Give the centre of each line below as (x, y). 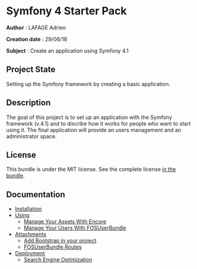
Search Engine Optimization (58, 260)
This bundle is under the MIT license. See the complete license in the (91, 169)
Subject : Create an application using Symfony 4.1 (67, 51)
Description (28, 103)
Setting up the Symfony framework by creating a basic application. (88, 84)
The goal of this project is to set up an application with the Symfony (89, 117)
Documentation (36, 195)
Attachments (30, 234)
